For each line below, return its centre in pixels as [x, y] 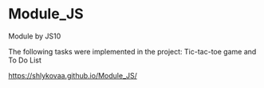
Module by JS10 [35, 36]
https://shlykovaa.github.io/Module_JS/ [73, 75]
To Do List [25, 60]
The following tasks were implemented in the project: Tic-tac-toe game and [132, 51]
